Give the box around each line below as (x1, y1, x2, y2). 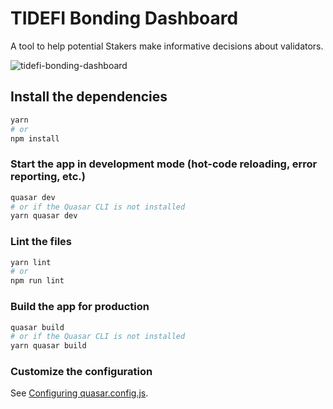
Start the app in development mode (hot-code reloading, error (10, 157, 318, 171)
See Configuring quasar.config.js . (10, 387, 149, 399)
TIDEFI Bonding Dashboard (10, 7, 239, 30)
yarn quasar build (10, 341, 87, 351)
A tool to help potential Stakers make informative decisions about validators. (10, 40, 324, 52)
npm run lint (10, 276, 65, 286)
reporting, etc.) (10, 170, 86, 184)
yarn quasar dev (10, 211, 78, 221)
